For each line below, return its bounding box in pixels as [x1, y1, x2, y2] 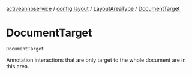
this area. [6, 62, 29, 70]
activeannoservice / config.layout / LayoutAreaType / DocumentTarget [6, 5, 180, 12]
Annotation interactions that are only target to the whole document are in [6, 56, 186, 64]
